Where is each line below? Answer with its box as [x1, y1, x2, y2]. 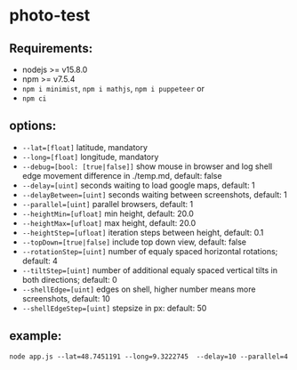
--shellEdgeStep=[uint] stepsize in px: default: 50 [21, 302, 207, 313]
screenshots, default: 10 [21, 293, 111, 303]
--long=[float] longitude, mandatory [21, 151, 159, 162]
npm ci [21, 94, 47, 103]
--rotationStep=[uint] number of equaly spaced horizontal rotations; [21, 245, 278, 256]
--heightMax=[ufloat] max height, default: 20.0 [21, 217, 197, 228]
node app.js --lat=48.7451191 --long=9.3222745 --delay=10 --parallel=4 [9, 352, 289, 361]
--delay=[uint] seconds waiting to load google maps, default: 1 [21, 180, 255, 190]
